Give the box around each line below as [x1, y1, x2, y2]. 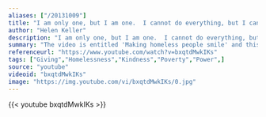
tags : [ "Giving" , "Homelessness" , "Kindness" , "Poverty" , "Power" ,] [8, 56, 225, 64]
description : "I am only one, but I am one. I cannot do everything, [8, 33, 246, 42]
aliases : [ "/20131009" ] [8, 11, 87, 20]
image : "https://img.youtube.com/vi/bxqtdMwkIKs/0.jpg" [8, 77, 196, 85]
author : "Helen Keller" [8, 26, 87, 34]
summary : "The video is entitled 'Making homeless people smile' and [8, 41, 243, 49]
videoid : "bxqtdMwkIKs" [8, 70, 87, 78]
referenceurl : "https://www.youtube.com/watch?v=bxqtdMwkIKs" [8, 48, 218, 56]
